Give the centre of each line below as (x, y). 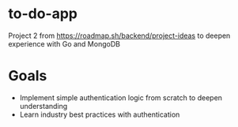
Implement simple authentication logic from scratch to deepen (121, 97)
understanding (43, 106)
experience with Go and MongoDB (64, 43)
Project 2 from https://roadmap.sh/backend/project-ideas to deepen (119, 35)
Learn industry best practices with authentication (100, 114)
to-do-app (43, 14)
